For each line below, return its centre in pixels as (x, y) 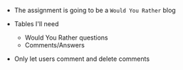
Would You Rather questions (66, 37)
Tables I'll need (36, 24)
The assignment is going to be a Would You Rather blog (95, 10)
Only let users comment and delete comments (82, 59)
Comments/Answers (55, 45)
